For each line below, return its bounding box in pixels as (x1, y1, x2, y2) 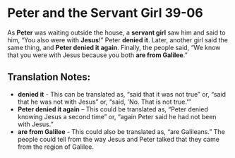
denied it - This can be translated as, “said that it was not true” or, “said (17, 90, 226, 98)
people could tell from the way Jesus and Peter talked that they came (17, 135, 220, 143)
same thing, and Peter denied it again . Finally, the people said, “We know (7, 43, 221, 51)
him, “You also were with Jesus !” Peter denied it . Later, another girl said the (7, 35, 228, 44)
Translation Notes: (7, 71, 90, 83)
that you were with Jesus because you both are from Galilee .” (7, 51, 188, 59)
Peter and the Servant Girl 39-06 (7, 5, 203, 21)
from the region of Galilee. (17, 142, 94, 151)
